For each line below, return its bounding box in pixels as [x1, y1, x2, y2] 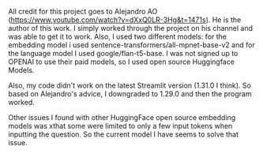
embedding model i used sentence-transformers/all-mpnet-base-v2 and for [8, 40, 255, 50]
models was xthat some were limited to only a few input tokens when [8, 122, 233, 130]
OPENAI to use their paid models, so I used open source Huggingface [8, 57, 235, 66]
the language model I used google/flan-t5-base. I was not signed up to [8, 49, 239, 58]
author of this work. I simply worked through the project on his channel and [8, 24, 254, 32]
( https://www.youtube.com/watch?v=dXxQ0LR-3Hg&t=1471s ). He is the [8, 15, 242, 24]
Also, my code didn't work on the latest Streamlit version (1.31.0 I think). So [8, 81, 251, 90]
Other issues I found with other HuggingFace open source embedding [8, 113, 236, 122]
